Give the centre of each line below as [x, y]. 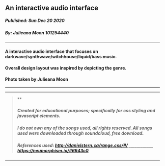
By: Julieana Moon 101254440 [37, 33]
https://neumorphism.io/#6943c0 [53, 151]
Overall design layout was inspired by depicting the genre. [66, 68]
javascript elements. [39, 116]
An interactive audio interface [52, 8]
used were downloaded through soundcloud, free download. [80, 133]
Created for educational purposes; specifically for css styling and [86, 110]
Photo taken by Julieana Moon [37, 79]
